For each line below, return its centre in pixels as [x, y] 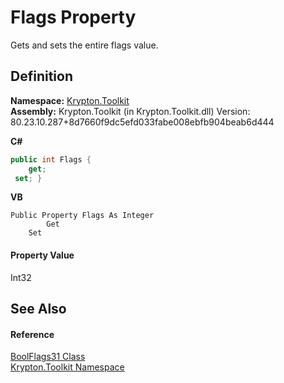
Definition [41, 76]
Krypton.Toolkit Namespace [67, 367]
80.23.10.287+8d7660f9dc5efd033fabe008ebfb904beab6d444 [142, 122]
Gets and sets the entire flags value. [84, 45]
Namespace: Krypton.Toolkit [70, 100]
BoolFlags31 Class [48, 357]
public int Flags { [51, 159]
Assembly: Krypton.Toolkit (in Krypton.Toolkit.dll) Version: [130, 111]
